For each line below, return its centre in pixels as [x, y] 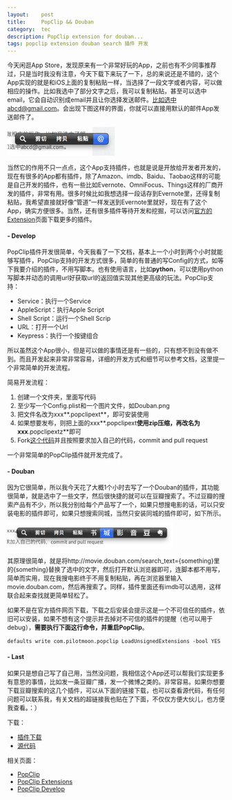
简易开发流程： [28, 382]
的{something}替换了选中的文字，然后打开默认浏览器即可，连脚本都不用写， [116, 570]
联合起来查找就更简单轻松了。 [49, 595]
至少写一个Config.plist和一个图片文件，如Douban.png [94, 406]
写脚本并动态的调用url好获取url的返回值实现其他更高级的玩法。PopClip [107, 278]
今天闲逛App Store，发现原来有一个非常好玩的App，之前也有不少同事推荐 [112, 65]
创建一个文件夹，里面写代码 [57, 397]
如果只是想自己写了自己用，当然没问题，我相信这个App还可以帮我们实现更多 [116, 673]
